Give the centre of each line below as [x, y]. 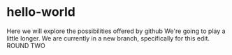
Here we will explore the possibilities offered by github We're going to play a [116, 31]
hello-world [41, 12]
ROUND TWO [26, 45]
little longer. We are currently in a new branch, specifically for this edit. [108, 38]
